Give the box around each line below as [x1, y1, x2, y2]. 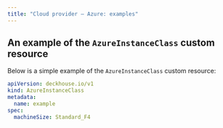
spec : [7, 107, 24, 114]
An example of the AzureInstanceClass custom [7, 37, 215, 49]
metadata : [7, 94, 37, 101]
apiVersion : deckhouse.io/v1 [7, 80, 94, 87]
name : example [14, 100, 56, 107]
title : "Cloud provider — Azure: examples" [7, 10, 139, 18]
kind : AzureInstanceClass [7, 87, 84, 95]
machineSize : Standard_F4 [14, 113, 91, 121]
